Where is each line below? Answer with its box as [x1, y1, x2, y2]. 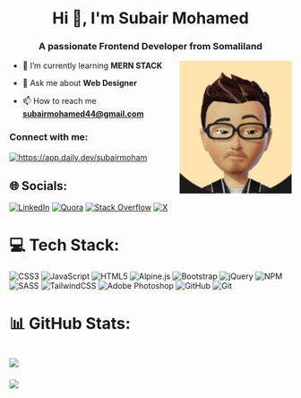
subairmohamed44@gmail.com [21, 108, 144, 119]
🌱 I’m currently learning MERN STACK [21, 60, 163, 71]
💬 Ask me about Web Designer [21, 78, 137, 89]
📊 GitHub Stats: [9, 314, 132, 334]
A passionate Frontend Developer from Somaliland [39, 40, 262, 53]
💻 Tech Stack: [9, 235, 120, 255]
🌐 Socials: [9, 178, 68, 194]
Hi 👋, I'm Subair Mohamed [52, 8, 249, 29]
